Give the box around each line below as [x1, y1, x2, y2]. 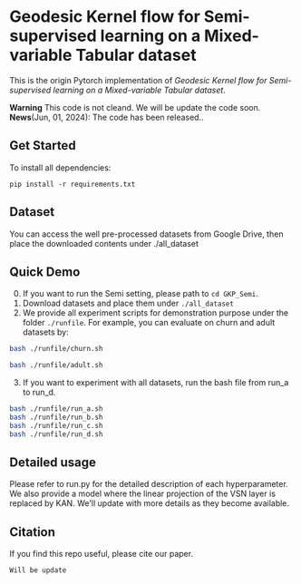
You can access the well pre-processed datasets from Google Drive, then [9, 229, 284, 239]
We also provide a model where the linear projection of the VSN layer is [9, 488, 277, 500]
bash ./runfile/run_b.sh [9, 413, 103, 422]
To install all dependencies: [9, 161, 112, 173]
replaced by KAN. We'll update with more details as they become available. [9, 498, 290, 509]
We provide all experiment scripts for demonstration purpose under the [22, 307, 289, 318]
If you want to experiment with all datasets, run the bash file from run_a [22, 377, 289, 388]
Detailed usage [9, 455, 97, 471]
